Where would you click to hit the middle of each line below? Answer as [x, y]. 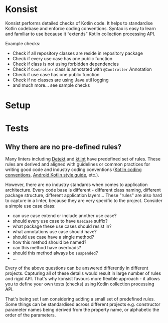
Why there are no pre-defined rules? [63, 147]
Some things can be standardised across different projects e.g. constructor [83, 304]
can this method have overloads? [47, 248]
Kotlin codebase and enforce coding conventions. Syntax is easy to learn [81, 28]
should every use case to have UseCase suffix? [60, 221]
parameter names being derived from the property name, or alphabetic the [82, 310]
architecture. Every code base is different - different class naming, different [83, 190]
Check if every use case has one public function [62, 58]
